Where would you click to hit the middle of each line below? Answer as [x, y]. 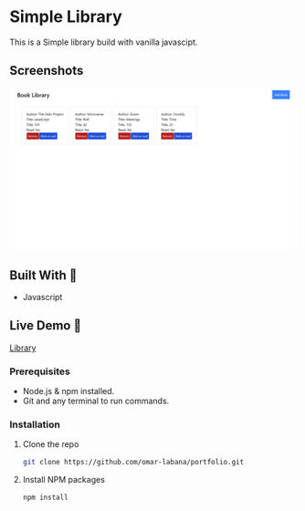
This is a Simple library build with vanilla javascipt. [104, 42]
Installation [35, 424]
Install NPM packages [63, 480]
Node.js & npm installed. [68, 391]
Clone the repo [51, 444]
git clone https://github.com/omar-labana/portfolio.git [133, 463]
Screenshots [47, 71]
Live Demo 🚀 [46, 326]
